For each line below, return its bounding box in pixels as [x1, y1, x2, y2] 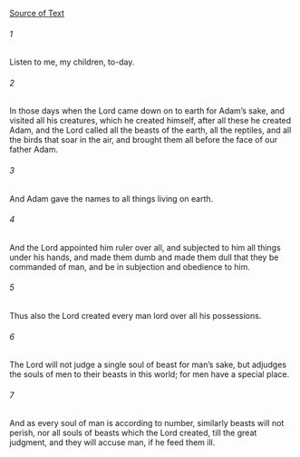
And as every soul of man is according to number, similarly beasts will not [9, 418, 285, 429]
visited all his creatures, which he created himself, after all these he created [9, 115, 292, 126]
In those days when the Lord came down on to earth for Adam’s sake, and [9, 105, 285, 116]
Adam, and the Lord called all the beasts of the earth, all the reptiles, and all [9, 124, 292, 135]
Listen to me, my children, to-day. [9, 56, 135, 67]
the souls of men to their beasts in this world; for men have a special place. [9, 369, 290, 380]
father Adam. [9, 144, 59, 155]
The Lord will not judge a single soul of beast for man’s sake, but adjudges [9, 359, 287, 371]
